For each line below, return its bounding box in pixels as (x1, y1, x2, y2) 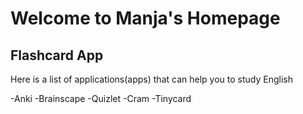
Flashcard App (10, 47, 104, 64)
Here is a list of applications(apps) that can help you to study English (10, 73, 293, 85)
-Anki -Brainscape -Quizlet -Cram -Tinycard (10, 93, 192, 104)
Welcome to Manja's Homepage (10, 7, 281, 30)
